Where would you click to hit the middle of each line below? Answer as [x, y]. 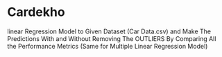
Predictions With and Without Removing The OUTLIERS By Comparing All [112, 38]
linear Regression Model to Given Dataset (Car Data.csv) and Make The [109, 31]
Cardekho [36, 12]
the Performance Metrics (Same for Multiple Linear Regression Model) [108, 46]
